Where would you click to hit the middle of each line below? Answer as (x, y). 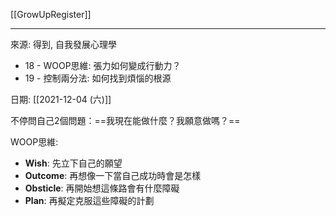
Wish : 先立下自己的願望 (73, 163)
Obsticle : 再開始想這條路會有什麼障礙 (102, 188)
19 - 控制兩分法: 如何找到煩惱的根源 (98, 78)
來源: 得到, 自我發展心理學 (63, 44)
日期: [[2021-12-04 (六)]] (61, 99)
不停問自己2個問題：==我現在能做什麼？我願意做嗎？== (125, 120)
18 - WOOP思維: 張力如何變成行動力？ (103, 65)
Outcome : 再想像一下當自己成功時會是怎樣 (113, 175)
